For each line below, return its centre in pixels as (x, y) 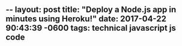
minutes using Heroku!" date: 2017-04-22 (86, 19)
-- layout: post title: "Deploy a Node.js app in (91, 10)
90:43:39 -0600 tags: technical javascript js (91, 28)
